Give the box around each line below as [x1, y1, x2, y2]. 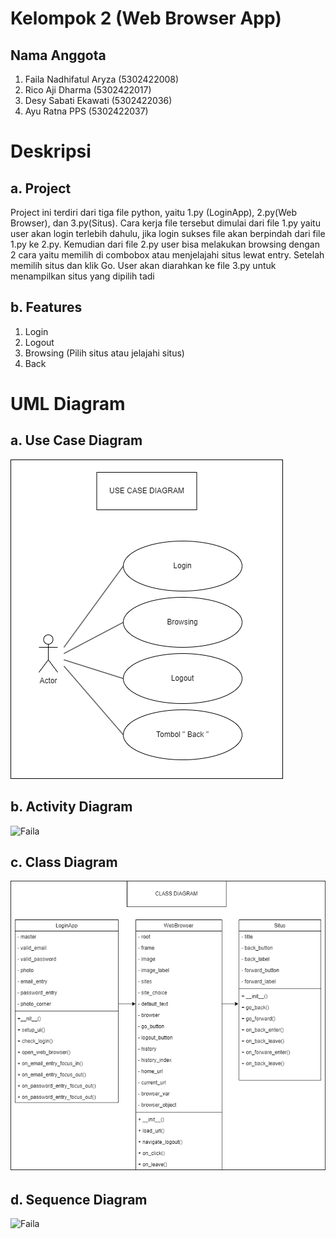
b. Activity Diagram [10, 798, 133, 816]
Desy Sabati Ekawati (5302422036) [24, 95, 173, 106]
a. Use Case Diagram [10, 432, 143, 449]
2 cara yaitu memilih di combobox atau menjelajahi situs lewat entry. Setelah [10, 249, 325, 261]
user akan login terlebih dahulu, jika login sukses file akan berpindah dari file [10, 228, 326, 239]
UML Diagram [10, 393, 126, 415]
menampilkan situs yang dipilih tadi [10, 270, 155, 282]
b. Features [10, 299, 83, 316]
